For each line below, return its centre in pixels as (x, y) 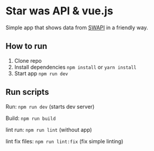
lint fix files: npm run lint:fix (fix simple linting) (64, 141)
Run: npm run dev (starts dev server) (50, 106)
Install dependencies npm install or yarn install (75, 67)
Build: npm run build (31, 118)
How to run (27, 46)
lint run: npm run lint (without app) (49, 130)
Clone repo (28, 60)
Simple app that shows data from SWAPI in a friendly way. (77, 27)
